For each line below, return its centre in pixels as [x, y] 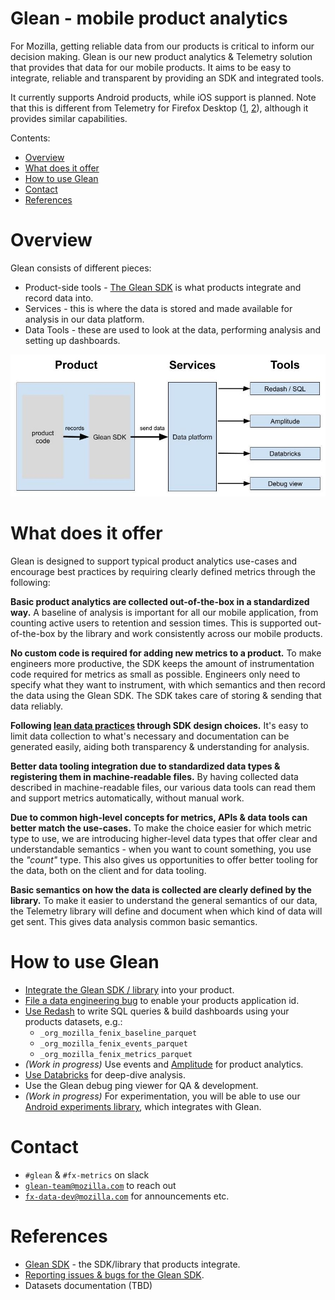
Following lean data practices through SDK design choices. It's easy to [159, 726]
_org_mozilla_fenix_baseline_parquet [118, 1033]
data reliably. [37, 706]
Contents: [30, 138]
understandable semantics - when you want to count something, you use [161, 849]
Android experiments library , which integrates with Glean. [143, 1107]
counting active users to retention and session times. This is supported [156, 623]
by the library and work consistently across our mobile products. [190, 634]
